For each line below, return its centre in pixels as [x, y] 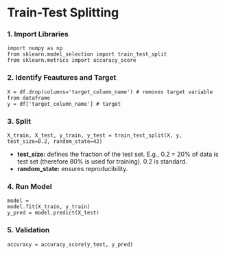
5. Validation [28, 230]
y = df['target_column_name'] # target [64, 104]
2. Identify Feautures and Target [62, 78]
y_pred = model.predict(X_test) [53, 213]
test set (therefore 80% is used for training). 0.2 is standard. [102, 162]
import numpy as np [35, 48]
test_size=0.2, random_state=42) [55, 142]
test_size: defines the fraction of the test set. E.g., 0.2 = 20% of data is [118, 154]
